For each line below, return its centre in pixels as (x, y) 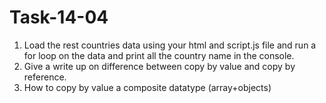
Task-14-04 (59, 17)
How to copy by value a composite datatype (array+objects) (147, 87)
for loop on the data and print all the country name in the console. (159, 55)
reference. (45, 77)
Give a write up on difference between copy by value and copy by (159, 66)
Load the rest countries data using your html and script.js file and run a (170, 45)
